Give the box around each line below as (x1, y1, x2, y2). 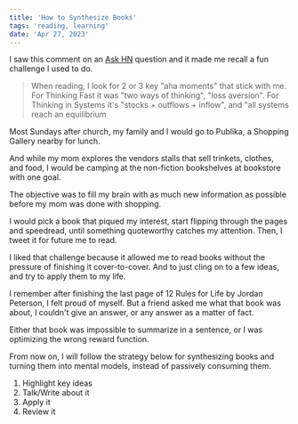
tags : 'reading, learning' (9, 21, 109, 30)
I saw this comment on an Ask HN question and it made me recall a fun (9, 54, 270, 65)
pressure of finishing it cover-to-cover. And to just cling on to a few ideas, (9, 262, 280, 273)
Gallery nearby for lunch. (9, 135, 101, 147)
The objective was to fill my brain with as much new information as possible (9, 189, 287, 200)
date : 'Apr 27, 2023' (9, 29, 90, 38)
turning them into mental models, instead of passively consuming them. (9, 361, 271, 371)
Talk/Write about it (21, 387, 91, 398)
